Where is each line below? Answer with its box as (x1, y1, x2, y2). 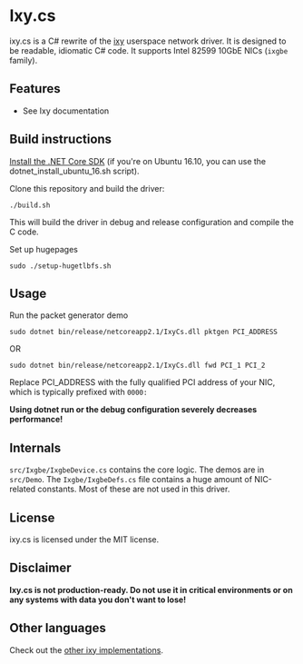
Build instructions (9, 132, 112, 147)
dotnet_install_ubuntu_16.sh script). (9, 165, 140, 176)
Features (9, 81, 61, 96)
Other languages (9, 620, 107, 636)
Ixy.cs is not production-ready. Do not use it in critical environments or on (9, 584, 293, 595)
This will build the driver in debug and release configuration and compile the (9, 216, 295, 227)
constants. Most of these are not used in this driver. (37, 483, 230, 495)
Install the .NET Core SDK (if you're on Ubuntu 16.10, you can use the (9, 155, 267, 166)
